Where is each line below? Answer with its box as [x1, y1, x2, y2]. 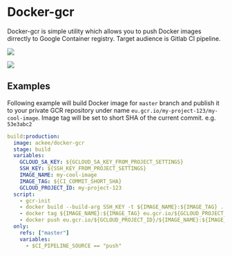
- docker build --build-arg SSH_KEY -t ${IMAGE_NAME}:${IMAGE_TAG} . [19, 203, 224, 211]
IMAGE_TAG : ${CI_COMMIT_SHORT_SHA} [19, 178, 122, 185]
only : [13, 223, 30, 230]
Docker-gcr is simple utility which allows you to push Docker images [7, 27, 202, 35]
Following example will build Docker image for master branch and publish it [7, 98, 220, 107]
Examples [7, 80, 50, 92]
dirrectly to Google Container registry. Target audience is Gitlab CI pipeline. [7, 34, 221, 42]
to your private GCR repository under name [7, 106, 130, 114]
